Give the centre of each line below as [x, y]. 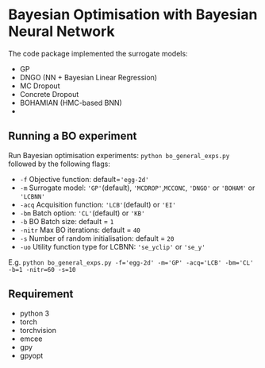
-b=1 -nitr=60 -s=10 [42, 269]
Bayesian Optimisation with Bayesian [133, 15]
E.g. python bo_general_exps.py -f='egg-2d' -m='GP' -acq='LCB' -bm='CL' [131, 262]
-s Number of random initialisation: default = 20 [97, 238]
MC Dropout [40, 86]
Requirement [41, 294]
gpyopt [31, 355]
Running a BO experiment [73, 136]
